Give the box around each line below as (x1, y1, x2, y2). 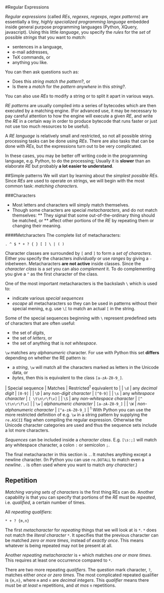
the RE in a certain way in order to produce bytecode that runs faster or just (5, 118, 158, 124)
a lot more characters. (5, 428, 50, 433)
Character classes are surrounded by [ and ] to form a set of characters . (5, 251, 152, 256)
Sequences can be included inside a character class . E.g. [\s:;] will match (5, 437, 157, 443)
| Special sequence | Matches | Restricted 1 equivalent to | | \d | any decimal (5, 384, 158, 391)
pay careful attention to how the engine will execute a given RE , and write (5, 113, 153, 119)
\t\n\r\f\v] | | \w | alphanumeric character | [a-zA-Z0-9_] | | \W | (5, 401, 137, 407)
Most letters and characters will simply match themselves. (12, 202, 130, 207)
